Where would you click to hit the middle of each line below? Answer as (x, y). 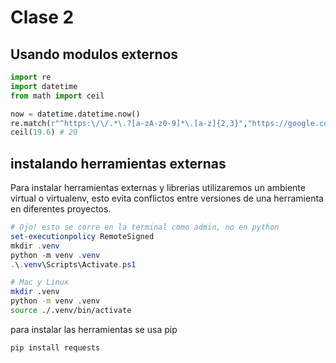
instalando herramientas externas (118, 163)
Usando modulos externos (94, 54)
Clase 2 (42, 17)
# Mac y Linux (40, 282)
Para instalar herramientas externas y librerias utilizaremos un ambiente (158, 188)
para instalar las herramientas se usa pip (94, 329)
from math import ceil (57, 96)
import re (31, 77)
